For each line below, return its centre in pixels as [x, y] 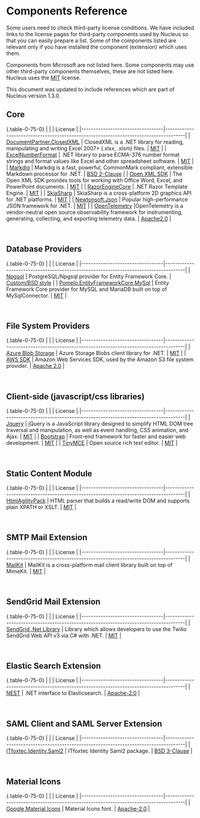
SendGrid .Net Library [33, 629]
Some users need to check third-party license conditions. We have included [100, 28]
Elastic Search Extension [53, 666]
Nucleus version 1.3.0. [34, 96]
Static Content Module [49, 473]
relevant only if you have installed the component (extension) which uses [97, 47]
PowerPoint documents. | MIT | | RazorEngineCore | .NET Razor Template [97, 186]
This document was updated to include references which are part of [90, 89]
